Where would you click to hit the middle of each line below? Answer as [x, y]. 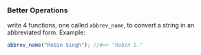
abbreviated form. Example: [46, 32]
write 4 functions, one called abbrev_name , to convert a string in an [101, 25]
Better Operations [38, 10]
